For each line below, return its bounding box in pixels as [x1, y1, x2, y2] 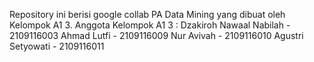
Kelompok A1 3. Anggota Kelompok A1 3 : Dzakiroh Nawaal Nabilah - [9, 19, 291, 31]
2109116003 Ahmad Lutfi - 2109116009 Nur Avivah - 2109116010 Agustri [9, 30, 304, 41]
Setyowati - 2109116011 [9, 40, 105, 52]
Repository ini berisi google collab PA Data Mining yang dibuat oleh [9, 9, 286, 20]
